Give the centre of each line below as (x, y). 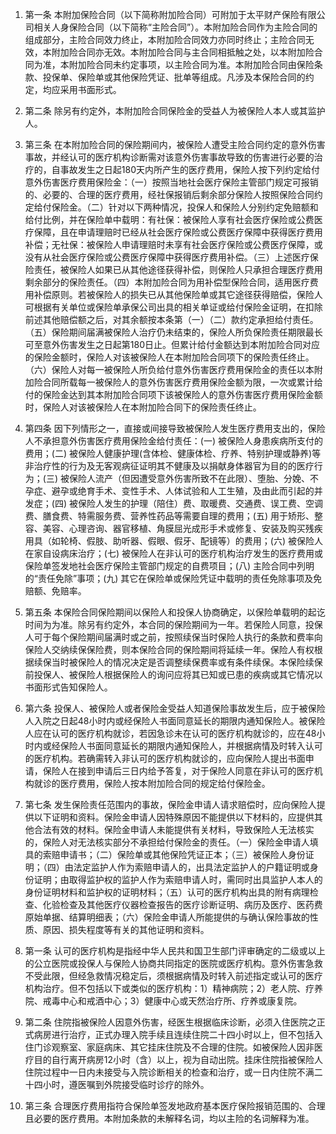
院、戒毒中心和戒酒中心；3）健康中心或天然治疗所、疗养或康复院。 (163, 1001)
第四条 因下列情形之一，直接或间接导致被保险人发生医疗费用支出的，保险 (175, 428)
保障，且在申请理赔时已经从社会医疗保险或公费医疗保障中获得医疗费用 (178, 232)
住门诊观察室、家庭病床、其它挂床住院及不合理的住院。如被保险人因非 (169, 1047)
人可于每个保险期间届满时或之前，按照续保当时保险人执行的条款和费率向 (173, 637)
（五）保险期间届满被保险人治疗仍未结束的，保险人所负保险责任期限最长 (173, 332)
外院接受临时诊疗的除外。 (156, 1084)
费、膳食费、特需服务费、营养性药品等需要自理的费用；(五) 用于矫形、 (169, 516)
